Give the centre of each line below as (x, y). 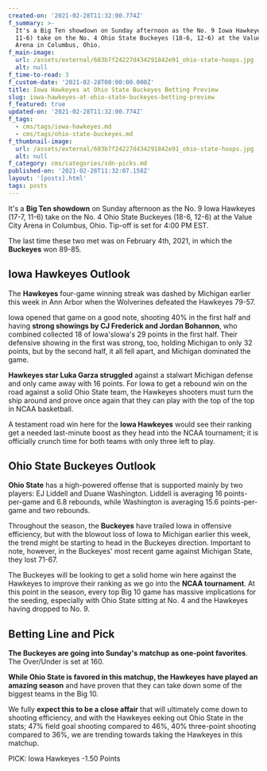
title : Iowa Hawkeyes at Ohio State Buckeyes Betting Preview (113, 90)
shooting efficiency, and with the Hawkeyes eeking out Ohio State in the (126, 718)
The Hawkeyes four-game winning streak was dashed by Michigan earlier (130, 293)
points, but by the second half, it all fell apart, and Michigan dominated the (130, 351)
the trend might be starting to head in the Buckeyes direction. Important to (130, 543)
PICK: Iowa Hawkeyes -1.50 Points (64, 759)
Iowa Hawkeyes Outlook (70, 274)
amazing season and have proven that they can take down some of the (125, 686)
